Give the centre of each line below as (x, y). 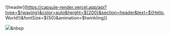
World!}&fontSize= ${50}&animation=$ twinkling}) (56, 18)
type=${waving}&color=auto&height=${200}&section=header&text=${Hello (84, 12)
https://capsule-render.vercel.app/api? (66, 7)
